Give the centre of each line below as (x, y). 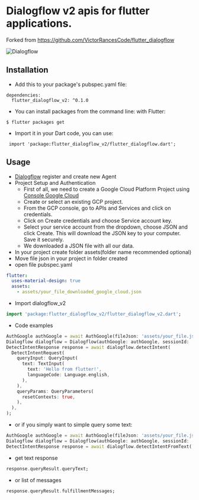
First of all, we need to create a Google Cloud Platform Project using (107, 189)
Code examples (34, 325)
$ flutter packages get (36, 122)
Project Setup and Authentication (55, 182)
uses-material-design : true (46, 281)
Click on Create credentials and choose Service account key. (98, 220)
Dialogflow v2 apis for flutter (78, 11)
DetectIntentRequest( (38, 353)
